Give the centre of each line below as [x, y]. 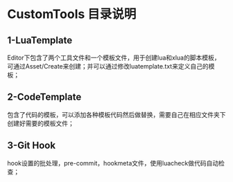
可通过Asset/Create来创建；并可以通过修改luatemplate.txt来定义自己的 [108, 66]
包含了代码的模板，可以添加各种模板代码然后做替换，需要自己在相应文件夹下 [116, 114]
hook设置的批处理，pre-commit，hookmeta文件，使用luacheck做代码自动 [113, 163]
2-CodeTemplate [44, 97]
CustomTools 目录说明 [72, 14]
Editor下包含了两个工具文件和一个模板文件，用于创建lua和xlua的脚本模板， [114, 57]
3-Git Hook [32, 146]
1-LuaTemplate [40, 40]
